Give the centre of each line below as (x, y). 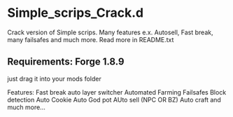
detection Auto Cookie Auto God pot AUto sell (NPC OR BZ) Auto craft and (114, 99)
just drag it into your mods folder (54, 78)
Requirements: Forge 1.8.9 (66, 62)
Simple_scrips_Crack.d (76, 13)
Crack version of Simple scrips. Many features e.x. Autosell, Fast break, (110, 32)
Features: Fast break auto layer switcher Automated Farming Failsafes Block (117, 92)
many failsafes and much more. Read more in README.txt (91, 39)
